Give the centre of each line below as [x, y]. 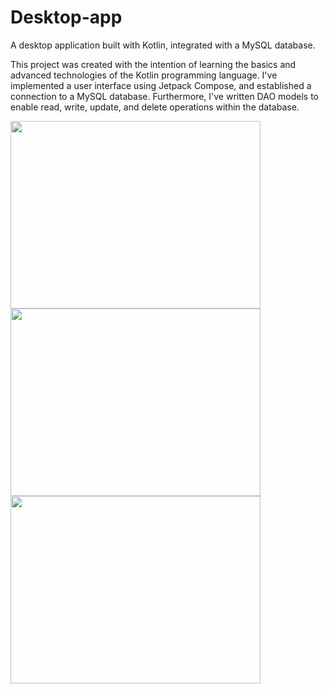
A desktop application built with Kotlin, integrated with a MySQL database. [163, 45]
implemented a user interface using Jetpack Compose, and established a [161, 85]
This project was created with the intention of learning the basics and [153, 64]
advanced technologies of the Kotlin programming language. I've [144, 75]
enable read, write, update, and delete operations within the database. [155, 107]
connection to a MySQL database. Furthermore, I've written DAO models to [165, 96]
